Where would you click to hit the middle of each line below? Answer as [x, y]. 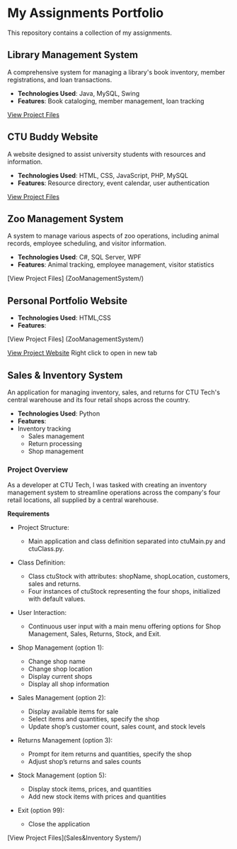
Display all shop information [69, 684]
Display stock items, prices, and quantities [90, 789]
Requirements [29, 514]
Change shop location [60, 669]
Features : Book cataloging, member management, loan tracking [111, 101]
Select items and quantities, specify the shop [94, 719]
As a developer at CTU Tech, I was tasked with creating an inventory [107, 485]
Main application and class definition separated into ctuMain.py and [127, 541]
